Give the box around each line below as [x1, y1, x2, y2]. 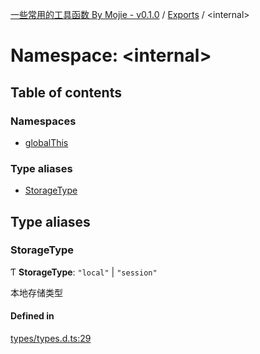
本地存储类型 [10, 286, 63, 298]
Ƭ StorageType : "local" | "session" [10, 266, 158, 278]
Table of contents [10, 84, 122, 101]
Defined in [10, 310, 55, 322]
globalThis [24, 136, 69, 148]
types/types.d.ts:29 [10, 333, 92, 345]
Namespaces [10, 114, 77, 128]
